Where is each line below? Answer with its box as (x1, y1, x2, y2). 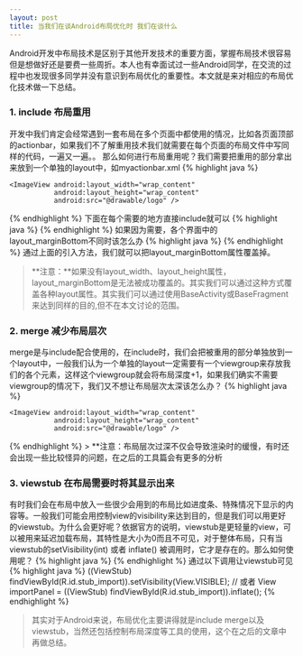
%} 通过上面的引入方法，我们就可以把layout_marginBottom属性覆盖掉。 (9, 246, 276, 257)
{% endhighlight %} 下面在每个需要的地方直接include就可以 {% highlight (9, 213, 278, 224)
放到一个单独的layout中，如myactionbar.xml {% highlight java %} (16, 162, 259, 172)
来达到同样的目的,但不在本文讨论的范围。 (31, 300, 185, 310)
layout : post (9, 13, 59, 23)
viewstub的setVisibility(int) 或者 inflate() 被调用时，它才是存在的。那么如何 (9, 544, 286, 555)
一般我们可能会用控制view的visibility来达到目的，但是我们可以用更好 (32, 511, 287, 522)
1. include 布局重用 (9, 106, 92, 118)
